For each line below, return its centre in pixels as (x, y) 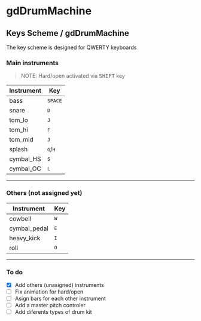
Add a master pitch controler (50, 305)
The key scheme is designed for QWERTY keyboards (71, 47)
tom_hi (19, 130)
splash (19, 149)
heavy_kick (25, 238)
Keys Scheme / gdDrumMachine (68, 33)
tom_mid (22, 140)
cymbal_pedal (29, 228)
